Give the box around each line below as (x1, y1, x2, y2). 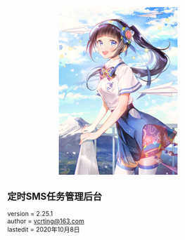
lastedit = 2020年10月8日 (7, 225, 80, 234)
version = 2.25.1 (7, 210, 53, 218)
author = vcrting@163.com (7, 217, 84, 225)
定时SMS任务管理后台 (7, 190, 103, 202)
